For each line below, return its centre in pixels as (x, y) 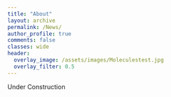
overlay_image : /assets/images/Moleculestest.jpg (89, 60)
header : (19, 54)
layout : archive (31, 21)
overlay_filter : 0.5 (44, 67)
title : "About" (30, 14)
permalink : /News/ (35, 27)
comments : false (31, 40)
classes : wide (28, 47)
